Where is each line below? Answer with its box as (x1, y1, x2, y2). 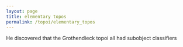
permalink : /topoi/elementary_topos (6, 19, 95, 25)
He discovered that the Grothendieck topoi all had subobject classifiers (6, 35, 177, 42)
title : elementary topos (6, 14, 67, 19)
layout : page (6, 8, 38, 14)
